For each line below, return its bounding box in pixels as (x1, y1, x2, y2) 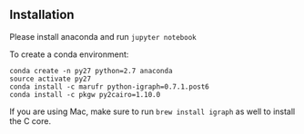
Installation (9, 7, 75, 23)
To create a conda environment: (9, 49, 129, 60)
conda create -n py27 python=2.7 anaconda (9, 66, 173, 75)
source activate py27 (9, 74, 92, 83)
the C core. (9, 115, 52, 126)
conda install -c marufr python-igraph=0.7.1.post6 (9, 81, 209, 91)
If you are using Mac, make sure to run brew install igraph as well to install (9, 106, 296, 117)
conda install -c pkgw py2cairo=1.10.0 (9, 90, 161, 99)
